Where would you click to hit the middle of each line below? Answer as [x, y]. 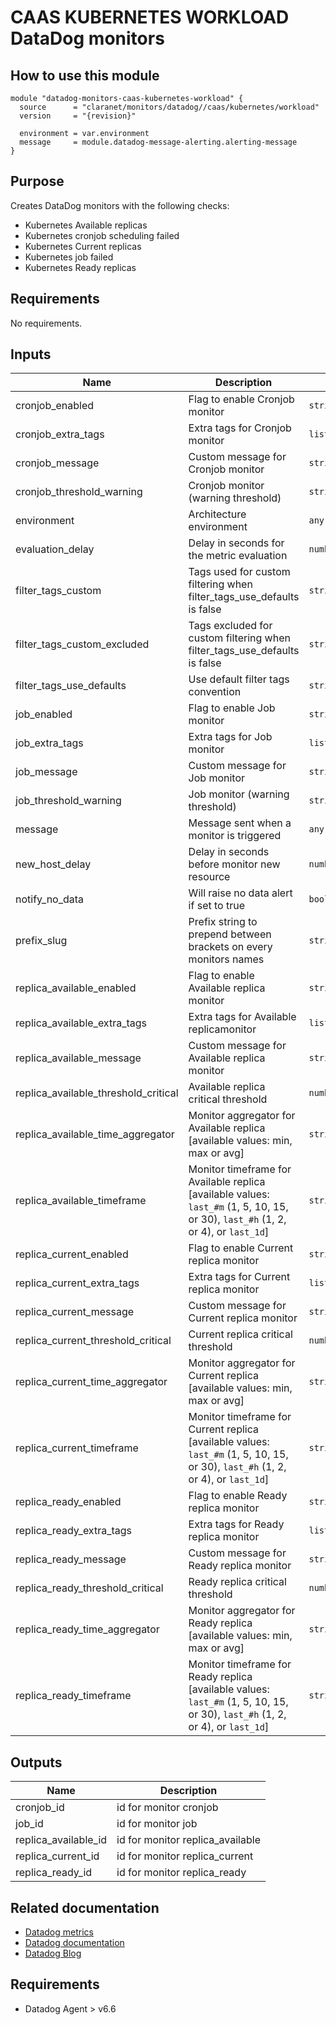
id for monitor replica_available [188, 1840]
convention [215, 692]
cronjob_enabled [55, 406]
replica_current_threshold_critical [93, 1341]
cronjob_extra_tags [60, 434]
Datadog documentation [74, 1943]
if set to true [217, 906]
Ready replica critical [237, 1582]
